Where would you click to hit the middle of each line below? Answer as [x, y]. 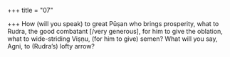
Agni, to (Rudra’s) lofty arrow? [51, 46]
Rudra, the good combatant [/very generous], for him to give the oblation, [115, 31]
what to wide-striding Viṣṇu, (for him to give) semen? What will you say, [113, 39]
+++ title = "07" [30, 10]
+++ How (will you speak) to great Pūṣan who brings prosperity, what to [113, 24]
